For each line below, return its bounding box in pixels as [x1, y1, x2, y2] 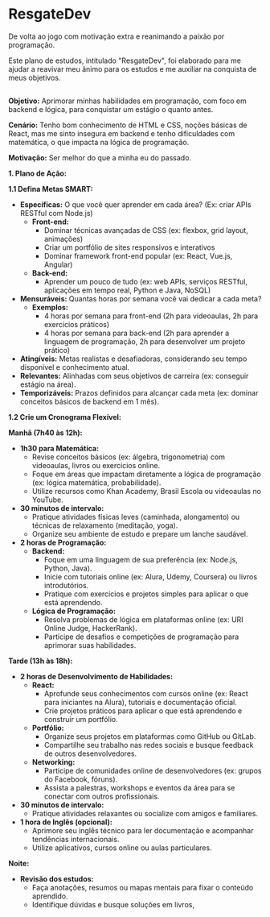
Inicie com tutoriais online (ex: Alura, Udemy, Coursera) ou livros [43, 572, 258, 582]
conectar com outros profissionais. [43, 791, 160, 802]
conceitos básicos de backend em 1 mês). [19, 396, 159, 407]
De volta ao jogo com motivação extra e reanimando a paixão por [8, 31, 225, 41]
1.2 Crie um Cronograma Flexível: [8, 413, 122, 422]
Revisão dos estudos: [19, 874, 94, 884]
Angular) [43, 259, 73, 270]
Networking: [31, 757, 76, 767]
